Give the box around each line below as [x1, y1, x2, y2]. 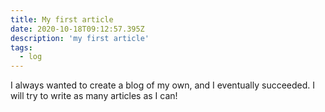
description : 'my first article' [10, 33, 150, 43]
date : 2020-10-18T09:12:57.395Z [10, 24, 145, 34]
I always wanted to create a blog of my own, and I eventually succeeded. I [10, 79, 316, 91]
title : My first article [10, 14, 114, 25]
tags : [10, 42, 33, 53]
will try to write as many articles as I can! [10, 90, 178, 102]
